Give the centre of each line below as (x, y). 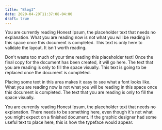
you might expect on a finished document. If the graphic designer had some (81, 117)
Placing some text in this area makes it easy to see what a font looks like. (78, 82)
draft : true (17, 18)
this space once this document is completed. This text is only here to (74, 43)
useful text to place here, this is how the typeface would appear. (69, 122)
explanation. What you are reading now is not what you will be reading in (78, 37)
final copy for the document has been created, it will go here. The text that (79, 62)
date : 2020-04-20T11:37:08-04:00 (39, 14)
